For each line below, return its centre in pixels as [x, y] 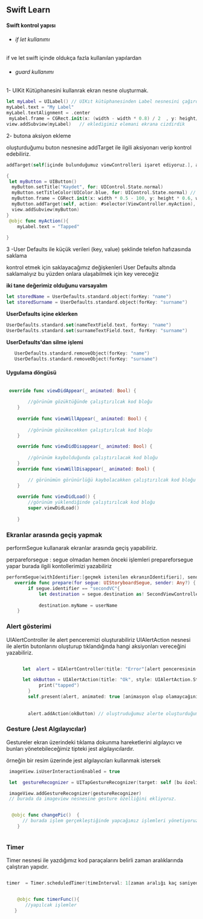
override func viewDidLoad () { [56, 497]
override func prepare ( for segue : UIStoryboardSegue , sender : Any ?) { [105, 583]
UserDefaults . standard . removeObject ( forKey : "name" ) [82, 353]
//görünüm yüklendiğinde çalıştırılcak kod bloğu [92, 502]
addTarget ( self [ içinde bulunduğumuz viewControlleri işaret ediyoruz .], [100, 165]
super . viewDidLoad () [54, 508]
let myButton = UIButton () [43, 182]
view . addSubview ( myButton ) [46, 209]
